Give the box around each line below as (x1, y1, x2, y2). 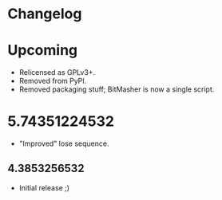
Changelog (7, 5, 82, 23)
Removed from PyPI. (18, 76, 87, 86)
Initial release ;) (18, 182, 69, 192)
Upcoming (7, 41, 78, 60)
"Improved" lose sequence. (18, 139, 109, 148)
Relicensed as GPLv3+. (18, 68, 96, 77)
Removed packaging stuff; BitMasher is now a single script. (18, 84, 215, 94)
